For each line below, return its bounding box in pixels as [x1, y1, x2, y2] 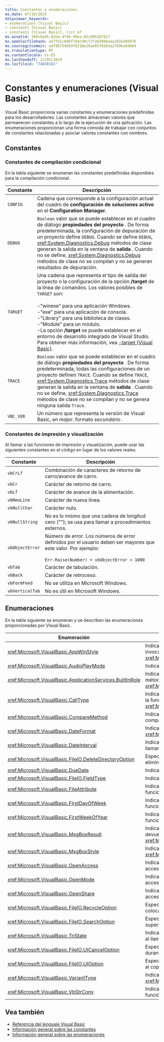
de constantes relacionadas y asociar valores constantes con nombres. [5, 130, 148, 136]
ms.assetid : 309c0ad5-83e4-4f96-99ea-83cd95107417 [5, 35, 110, 40]
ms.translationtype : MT [5, 48, 54, 53]
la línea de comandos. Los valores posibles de [37, 284, 143, 291]
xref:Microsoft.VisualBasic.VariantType [7, 974, 97, 981]
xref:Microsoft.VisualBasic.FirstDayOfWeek [7, 800, 106, 807]
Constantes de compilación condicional [5, 159, 101, 166]
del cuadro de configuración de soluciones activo [37, 201, 154, 208]
